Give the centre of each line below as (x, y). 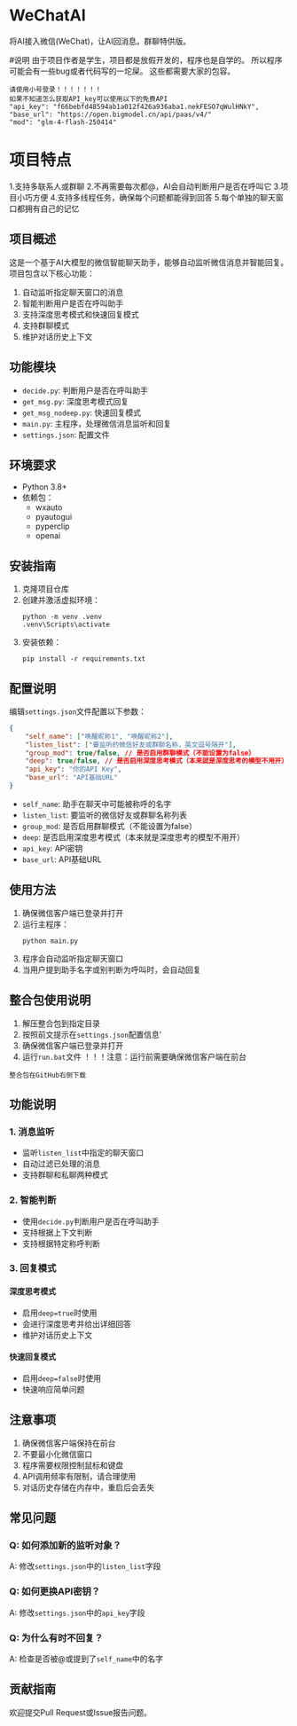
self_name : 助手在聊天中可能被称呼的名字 (97, 804)
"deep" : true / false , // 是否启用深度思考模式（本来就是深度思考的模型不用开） (156, 761)
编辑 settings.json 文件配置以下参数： (78, 711)
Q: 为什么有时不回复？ (56, 1637)
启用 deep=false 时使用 (62, 1378)
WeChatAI (47, 16)
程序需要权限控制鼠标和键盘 (73, 1465)
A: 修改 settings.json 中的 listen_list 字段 (85, 1566)
